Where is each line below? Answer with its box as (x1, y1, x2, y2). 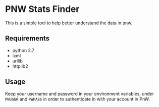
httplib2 (12, 63, 28, 69)
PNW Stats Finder (5, 3, 80, 15)
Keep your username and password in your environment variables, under (5, 91, 154, 97)
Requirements (5, 34, 50, 43)
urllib (12, 58, 23, 64)
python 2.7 (12, 47, 35, 53)
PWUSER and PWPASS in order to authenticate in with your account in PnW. (5, 96, 150, 102)
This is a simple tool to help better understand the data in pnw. (5, 20, 133, 26)
